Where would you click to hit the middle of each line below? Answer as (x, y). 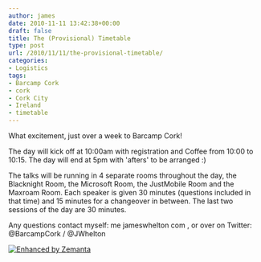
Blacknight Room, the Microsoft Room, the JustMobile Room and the (121, 184)
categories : (28, 61)
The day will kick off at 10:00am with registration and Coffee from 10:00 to (131, 151)
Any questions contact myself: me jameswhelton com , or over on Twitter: (130, 225)
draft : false (30, 31)
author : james (32, 16)
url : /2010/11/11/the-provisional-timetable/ (86, 53)
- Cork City (28, 98)
